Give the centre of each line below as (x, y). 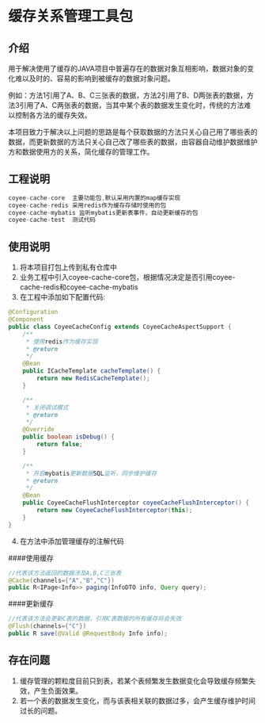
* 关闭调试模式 (47, 407)
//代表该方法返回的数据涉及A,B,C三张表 (65, 573)
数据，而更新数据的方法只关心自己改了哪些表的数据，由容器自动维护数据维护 (133, 142)
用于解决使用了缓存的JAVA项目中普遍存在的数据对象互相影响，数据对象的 (128, 69)
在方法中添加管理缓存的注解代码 (72, 541)
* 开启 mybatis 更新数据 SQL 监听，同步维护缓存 (91, 473)
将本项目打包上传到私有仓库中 (68, 267)
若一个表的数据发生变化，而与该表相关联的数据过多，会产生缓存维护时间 (137, 700)
